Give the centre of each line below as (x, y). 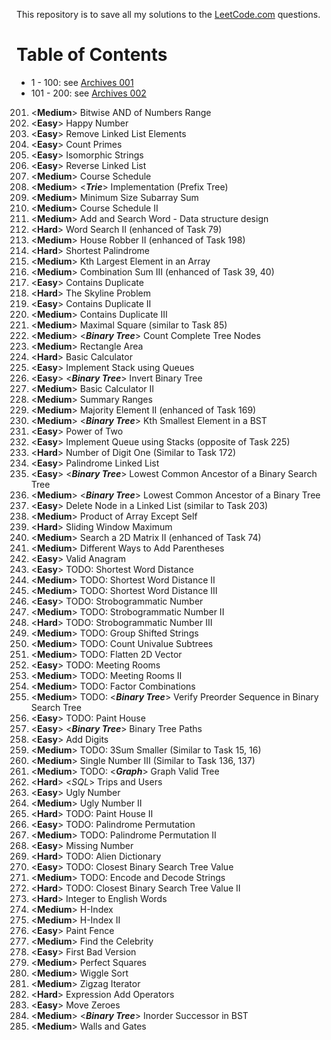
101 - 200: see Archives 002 (88, 93)
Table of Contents (92, 55)
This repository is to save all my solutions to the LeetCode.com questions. (168, 14)
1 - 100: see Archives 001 (82, 82)
